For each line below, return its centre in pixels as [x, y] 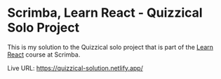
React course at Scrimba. [44, 55]
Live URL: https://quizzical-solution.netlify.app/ [75, 68]
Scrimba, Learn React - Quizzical [105, 13]
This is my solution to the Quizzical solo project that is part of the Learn [110, 47]
